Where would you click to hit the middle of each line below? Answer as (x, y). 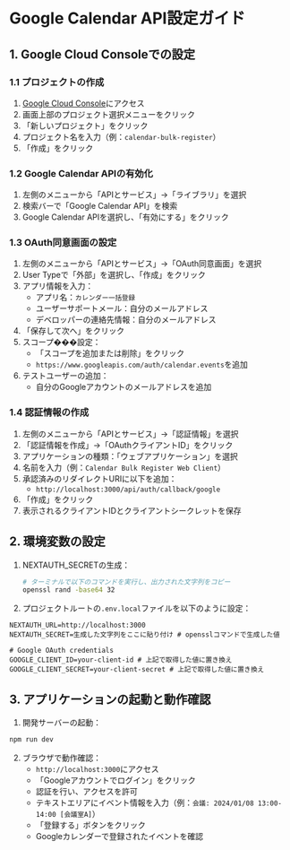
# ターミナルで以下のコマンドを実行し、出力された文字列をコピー (126, 582)
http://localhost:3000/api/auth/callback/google (128, 490)
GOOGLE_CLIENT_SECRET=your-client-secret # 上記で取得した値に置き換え (137, 670)
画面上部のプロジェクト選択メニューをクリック (108, 114)
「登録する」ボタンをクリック (90, 825)
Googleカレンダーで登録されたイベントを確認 (119, 837)
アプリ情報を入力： (58, 286)
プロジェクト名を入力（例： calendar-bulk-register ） (121, 136)
